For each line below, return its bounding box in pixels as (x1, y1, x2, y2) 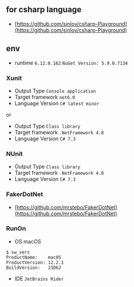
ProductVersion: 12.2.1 (6, 259, 64, 265)
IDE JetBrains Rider (14, 275, 64, 282)
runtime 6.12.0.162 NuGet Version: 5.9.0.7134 (14, 59, 128, 66)
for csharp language (6, 5, 82, 15)
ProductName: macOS (6, 254, 61, 261)
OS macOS (14, 238, 42, 245)
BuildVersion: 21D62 (6, 265, 61, 271)
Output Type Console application (14, 87, 97, 94)
